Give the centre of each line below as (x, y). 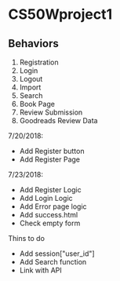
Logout (31, 79)
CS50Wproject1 (60, 15)
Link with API (40, 270)
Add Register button (52, 151)
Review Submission (51, 112)
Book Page (37, 104)
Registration (39, 62)
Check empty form (50, 223)
